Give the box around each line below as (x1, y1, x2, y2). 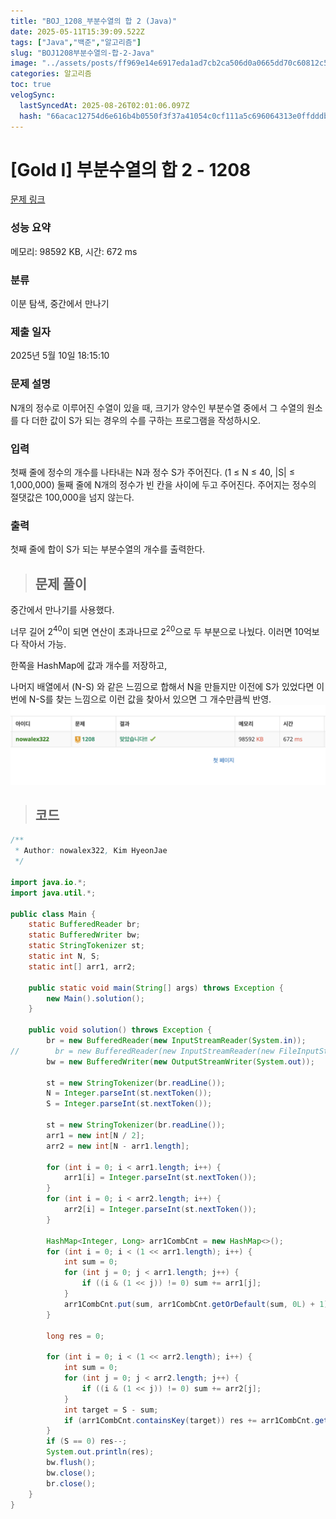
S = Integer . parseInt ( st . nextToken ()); (46, 1099, 213, 1109)
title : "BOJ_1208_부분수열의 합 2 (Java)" (10, 16, 178, 26)
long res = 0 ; (46, 1331, 105, 1341)
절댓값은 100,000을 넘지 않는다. (10, 491, 135, 503)
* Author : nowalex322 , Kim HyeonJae (14, 846, 168, 856)
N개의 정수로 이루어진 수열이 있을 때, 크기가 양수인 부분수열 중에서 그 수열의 (10, 401, 305, 414)
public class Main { (10, 909, 97, 919)
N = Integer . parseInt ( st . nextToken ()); (46, 1088, 213, 1099)
